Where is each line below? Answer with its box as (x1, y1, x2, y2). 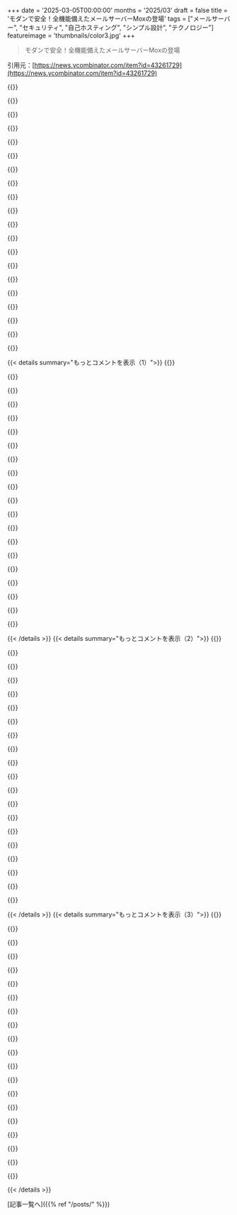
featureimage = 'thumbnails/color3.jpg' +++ (7, 31, 136, 40)
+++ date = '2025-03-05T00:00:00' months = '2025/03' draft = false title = (7, 6, 229, 14)
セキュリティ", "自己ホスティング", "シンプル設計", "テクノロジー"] (22, 23, 214, 31)
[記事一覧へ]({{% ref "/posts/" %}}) (7, 1200, 110, 1208)
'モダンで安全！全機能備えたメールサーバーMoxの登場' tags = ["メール (7, 14, 212, 23)
